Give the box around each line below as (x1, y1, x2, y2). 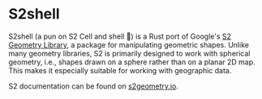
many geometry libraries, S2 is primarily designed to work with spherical (8, 48, 251, 58)
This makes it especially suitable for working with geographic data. (8, 65, 232, 75)
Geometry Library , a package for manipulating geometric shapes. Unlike (8, 39, 250, 49)
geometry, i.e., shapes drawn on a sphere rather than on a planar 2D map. (8, 57, 256, 67)
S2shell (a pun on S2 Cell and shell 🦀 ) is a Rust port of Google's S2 (8, 31, 232, 41)
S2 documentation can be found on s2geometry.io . (8, 81, 178, 91)
